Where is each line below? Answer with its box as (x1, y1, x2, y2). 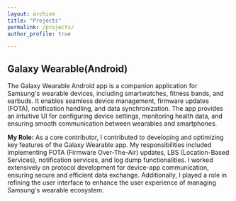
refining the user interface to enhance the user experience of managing (7, 178, 216, 187)
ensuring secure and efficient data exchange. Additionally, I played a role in (7, 171, 227, 180)
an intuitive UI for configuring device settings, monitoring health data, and (7, 112, 223, 121)
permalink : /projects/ (7, 23, 74, 31)
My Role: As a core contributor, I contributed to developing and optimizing (7, 133, 225, 142)
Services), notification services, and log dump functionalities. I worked (7, 156, 214, 164)
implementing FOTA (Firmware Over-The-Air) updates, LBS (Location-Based (7, 148, 230, 157)
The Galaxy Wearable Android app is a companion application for (7, 82, 198, 90)
